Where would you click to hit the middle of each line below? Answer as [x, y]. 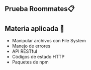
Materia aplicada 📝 [34, 28]
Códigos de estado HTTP [38, 57]
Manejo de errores [31, 46]
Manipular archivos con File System [49, 41]
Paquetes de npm [30, 62]
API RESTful [24, 51]
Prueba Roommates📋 [40, 9]
